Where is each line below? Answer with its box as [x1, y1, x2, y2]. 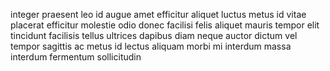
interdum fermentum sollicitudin [10, 51, 142, 63]
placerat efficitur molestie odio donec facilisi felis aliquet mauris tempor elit [10, 19, 320, 31]
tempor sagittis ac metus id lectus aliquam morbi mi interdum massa [10, 40, 292, 52]
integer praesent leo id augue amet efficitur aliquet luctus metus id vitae [10, 9, 307, 20]
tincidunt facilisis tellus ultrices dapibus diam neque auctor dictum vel [10, 30, 298, 41]
